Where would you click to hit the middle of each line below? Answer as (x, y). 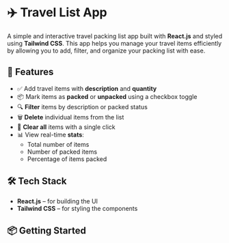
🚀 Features (30, 72)
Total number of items (58, 144)
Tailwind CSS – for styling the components (77, 208)
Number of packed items (62, 152)
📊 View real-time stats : (50, 134)
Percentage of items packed (67, 159)
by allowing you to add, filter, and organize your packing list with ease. (106, 51)
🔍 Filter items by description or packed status (82, 106)
